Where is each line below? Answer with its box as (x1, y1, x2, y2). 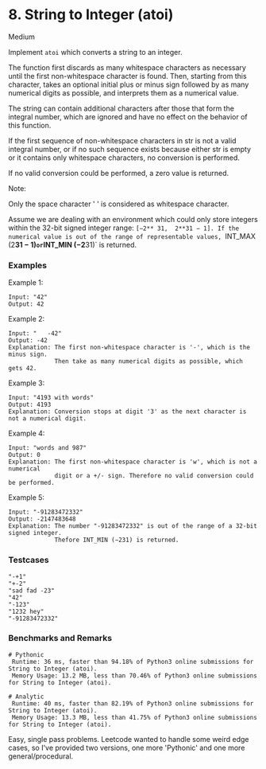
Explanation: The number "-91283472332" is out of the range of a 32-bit (8, 522, 258, 530)
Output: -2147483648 (8, 515, 77, 523)
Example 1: (8, 278, 44, 287)
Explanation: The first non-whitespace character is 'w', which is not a (8, 458, 258, 466)
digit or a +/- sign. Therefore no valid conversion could (54, 472, 254, 480)
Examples (8, 260, 48, 271)
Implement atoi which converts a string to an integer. (8, 47, 183, 57)
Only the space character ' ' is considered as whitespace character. (8, 199, 229, 209)
